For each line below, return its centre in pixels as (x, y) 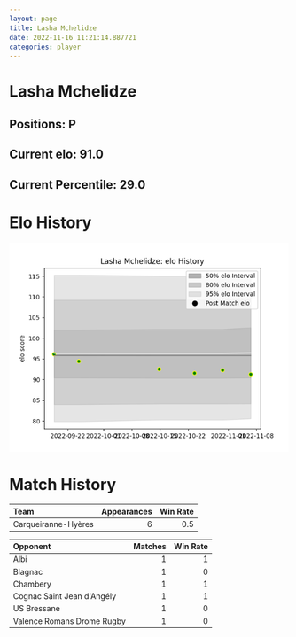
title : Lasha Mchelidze (53, 28)
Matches (150, 547)
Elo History (51, 222)
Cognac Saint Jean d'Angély (65, 596)
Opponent (32, 547)
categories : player (45, 47)
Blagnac (28, 571)
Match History (63, 484)
